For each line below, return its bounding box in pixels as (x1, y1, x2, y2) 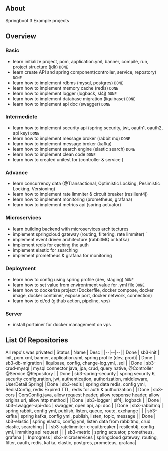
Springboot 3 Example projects (5, 17, 69, 23)
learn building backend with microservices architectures (12, 225, 129, 232)
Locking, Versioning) (12, 186, 56, 192)
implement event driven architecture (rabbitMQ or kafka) (12, 237, 129, 243)
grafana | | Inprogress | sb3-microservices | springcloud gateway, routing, (5, 434, 158, 440)
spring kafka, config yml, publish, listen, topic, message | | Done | (20, 413, 156, 419)
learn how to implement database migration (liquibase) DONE (12, 95, 136, 102)
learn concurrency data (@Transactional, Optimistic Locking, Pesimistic (12, 180, 160, 187)
